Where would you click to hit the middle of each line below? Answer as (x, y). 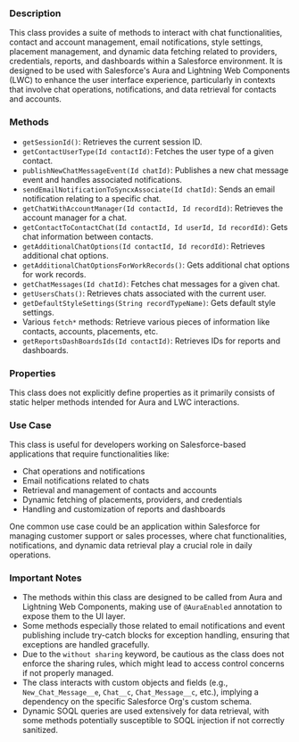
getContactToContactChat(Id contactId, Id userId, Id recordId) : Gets (155, 227)
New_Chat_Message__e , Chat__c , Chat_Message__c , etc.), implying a (140, 692)
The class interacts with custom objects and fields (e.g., (125, 683)
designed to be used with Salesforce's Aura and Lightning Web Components (149, 70)
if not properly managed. (68, 673)
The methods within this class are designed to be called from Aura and (152, 598)
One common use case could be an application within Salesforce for (135, 527)
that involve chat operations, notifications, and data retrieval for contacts (143, 90)
